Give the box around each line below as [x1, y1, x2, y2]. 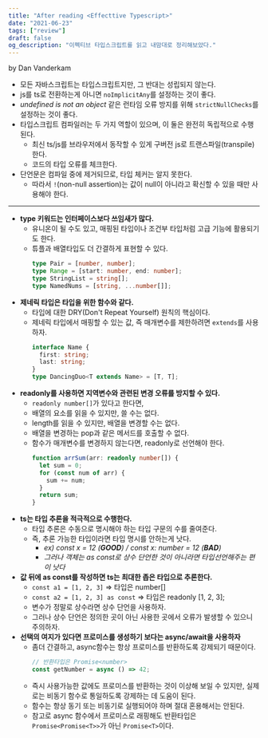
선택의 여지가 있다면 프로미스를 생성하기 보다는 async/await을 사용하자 [19, 632, 241, 642]
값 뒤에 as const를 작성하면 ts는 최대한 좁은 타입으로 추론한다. [19, 572, 213, 582]
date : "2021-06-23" [8, 19, 73, 27]
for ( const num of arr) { [38, 468, 125, 477]
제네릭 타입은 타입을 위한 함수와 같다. [19, 297, 134, 307]
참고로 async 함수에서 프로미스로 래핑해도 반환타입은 [31, 711, 197, 720]
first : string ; [38, 350, 90, 359]
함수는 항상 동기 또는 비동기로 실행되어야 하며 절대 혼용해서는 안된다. [31, 701, 245, 710]
